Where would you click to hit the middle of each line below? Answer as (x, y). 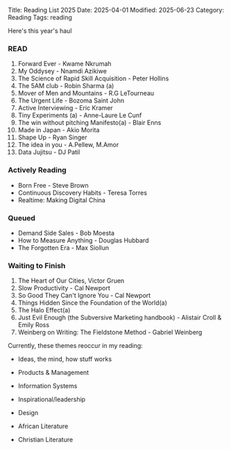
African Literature (43, 426)
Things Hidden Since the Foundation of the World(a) (92, 303)
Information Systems (48, 386)
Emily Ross (34, 325)
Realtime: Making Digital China (62, 200)
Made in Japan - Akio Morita (59, 130)
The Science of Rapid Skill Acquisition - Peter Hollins (93, 78)
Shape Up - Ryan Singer (52, 137)
